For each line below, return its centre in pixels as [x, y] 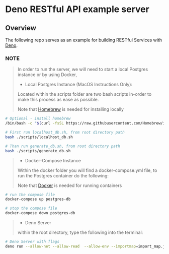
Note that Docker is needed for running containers [70, 185]
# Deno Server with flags [32, 242]
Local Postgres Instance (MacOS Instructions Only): [78, 85]
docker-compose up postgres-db [38, 199]
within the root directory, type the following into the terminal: [80, 232]
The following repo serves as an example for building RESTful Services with [84, 40]
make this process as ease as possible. [58, 100]
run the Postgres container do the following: [63, 175]
